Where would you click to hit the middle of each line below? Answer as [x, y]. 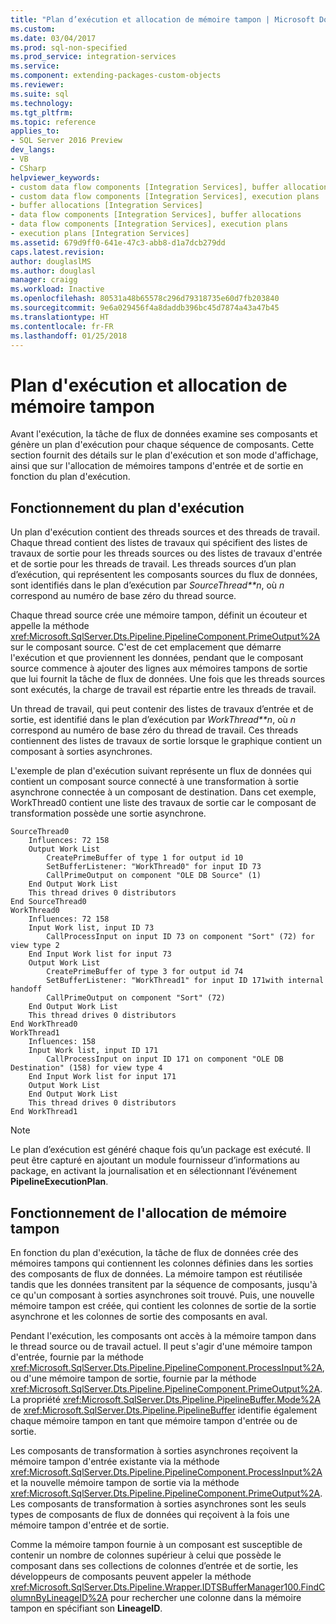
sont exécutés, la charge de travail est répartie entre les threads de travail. [163, 690]
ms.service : [35, 66]
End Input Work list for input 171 [102, 1077]
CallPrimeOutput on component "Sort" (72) [136, 998]
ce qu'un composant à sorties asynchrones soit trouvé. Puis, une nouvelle [162, 1295]
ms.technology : [42, 103]
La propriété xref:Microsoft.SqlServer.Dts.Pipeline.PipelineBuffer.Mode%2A [165, 1399]
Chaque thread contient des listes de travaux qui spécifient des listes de [159, 543]
